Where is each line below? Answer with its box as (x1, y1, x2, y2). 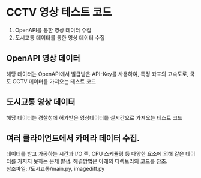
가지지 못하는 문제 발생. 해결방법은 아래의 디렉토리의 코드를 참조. (17, 158, 168, 165)
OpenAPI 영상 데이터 (6, 53, 80, 64)
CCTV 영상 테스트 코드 (6, 5, 112, 19)
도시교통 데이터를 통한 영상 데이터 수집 (14, 34, 105, 41)
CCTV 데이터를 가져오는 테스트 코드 (12, 77, 97, 85)
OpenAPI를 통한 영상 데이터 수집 (14, 26, 92, 34)
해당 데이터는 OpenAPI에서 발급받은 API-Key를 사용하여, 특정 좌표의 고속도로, (6, 70, 189, 77)
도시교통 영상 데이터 (6, 97, 76, 107)
